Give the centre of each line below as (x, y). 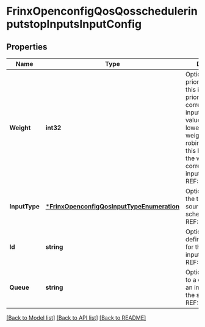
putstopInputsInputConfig (74, 24)
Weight (20, 128)
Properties (27, 47)
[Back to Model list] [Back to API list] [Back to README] (76, 318)
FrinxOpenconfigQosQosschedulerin (102, 11)
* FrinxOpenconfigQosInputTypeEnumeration (113, 206)
